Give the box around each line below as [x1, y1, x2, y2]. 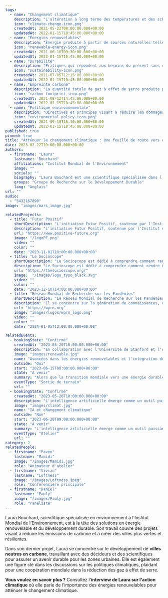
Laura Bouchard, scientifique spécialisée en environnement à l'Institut [5, 514, 149, 520]
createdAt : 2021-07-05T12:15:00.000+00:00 [14, 73, 104, 78]
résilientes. [5, 536, 28, 542]
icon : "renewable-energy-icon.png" [14, 45, 88, 50]
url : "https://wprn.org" [14, 305, 66, 310]
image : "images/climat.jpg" [14, 403, 72, 408]
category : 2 [5, 440, 30, 445]
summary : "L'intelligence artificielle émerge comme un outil [14, 426, 146, 431]
